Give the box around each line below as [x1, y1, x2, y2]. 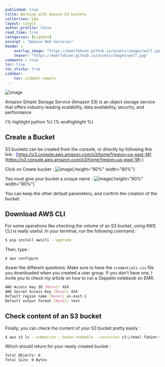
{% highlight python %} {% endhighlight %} [5, 119, 93, 124]
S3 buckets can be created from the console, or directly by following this [5, 146, 152, 152]
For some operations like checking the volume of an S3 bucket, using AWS [5, 223, 156, 229]
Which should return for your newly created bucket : [5, 343, 111, 349]
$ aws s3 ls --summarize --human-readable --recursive [5, 335, 120, 339]
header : [5, 44, 23, 49]
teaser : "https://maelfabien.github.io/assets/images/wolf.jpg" [14, 53, 148, 58]
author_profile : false [5, 26, 52, 31]
